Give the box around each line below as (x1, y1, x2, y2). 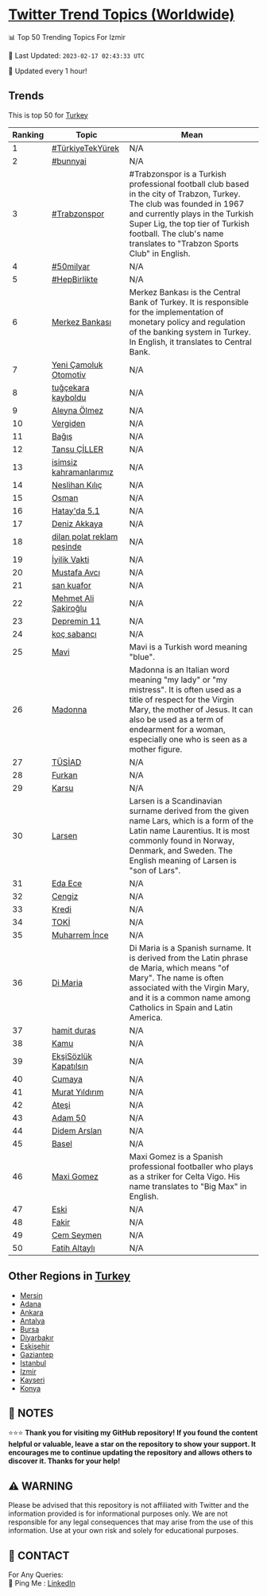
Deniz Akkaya (51, 518, 103, 529)
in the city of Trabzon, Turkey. (129, 188, 241, 199)
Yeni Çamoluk (51, 359, 103, 370)
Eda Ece (51, 877, 83, 889)
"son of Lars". (129, 865, 181, 876)
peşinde (51, 540, 82, 552)
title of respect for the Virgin (129, 694, 234, 705)
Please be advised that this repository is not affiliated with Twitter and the (8, 1501, 249, 1510)
